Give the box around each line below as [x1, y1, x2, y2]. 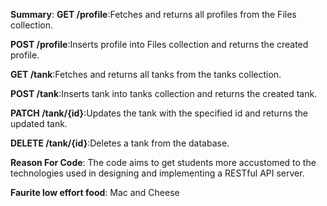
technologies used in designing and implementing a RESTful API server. [10, 167, 305, 179]
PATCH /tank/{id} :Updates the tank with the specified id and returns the [10, 107, 309, 119]
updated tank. [10, 118, 68, 129]
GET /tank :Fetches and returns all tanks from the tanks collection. [10, 69, 282, 80]
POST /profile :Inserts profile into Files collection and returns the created [10, 39, 309, 50]
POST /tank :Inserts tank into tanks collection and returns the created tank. [10, 88, 318, 99]
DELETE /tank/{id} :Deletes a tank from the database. [10, 137, 230, 149]
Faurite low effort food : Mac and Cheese [10, 187, 180, 198]
